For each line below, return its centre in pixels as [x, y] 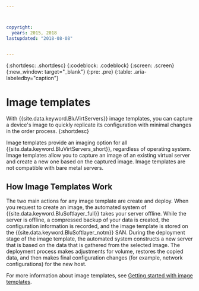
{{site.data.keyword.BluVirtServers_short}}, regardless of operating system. [99, 149]
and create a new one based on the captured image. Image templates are [96, 162]
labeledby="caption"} [32, 78]
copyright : [20, 27]
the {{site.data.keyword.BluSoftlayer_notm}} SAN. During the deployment [96, 233]
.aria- [140, 72]
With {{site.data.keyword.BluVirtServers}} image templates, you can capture [99, 119]
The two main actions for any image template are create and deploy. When [97, 201]
